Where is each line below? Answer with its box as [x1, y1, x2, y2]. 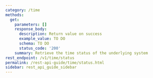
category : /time [5, 7, 40, 13]
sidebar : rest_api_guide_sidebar [5, 65, 77, 70]
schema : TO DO [18, 41, 50, 46]
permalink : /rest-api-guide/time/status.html [5, 60, 104, 65]
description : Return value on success [18, 31, 102, 36]
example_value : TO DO [18, 36, 66, 42]
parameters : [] [14, 22, 47, 27]
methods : [5, 12, 24, 17]
